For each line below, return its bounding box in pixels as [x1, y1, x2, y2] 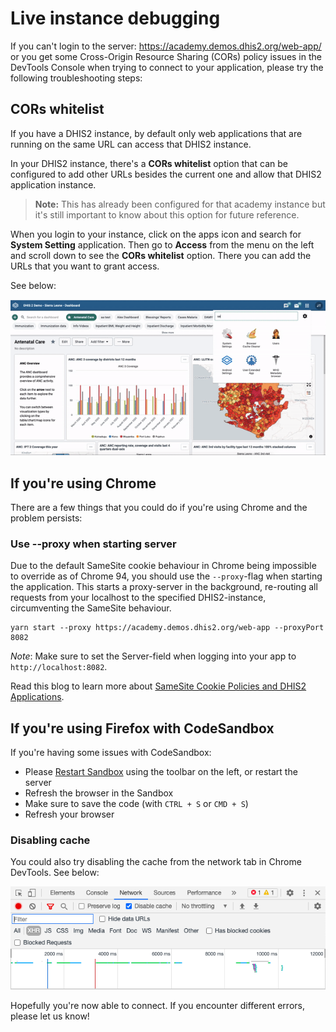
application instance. [10, 178, 97, 191]
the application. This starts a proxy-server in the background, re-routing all [10, 581, 318, 593]
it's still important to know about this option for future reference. [34, 208, 300, 221]
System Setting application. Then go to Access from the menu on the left [10, 238, 315, 251]
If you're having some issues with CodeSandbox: [10, 747, 212, 759]
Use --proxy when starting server [10, 537, 177, 551]
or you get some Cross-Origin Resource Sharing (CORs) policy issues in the [10, 50, 322, 62]
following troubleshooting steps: [10, 72, 143, 84]
